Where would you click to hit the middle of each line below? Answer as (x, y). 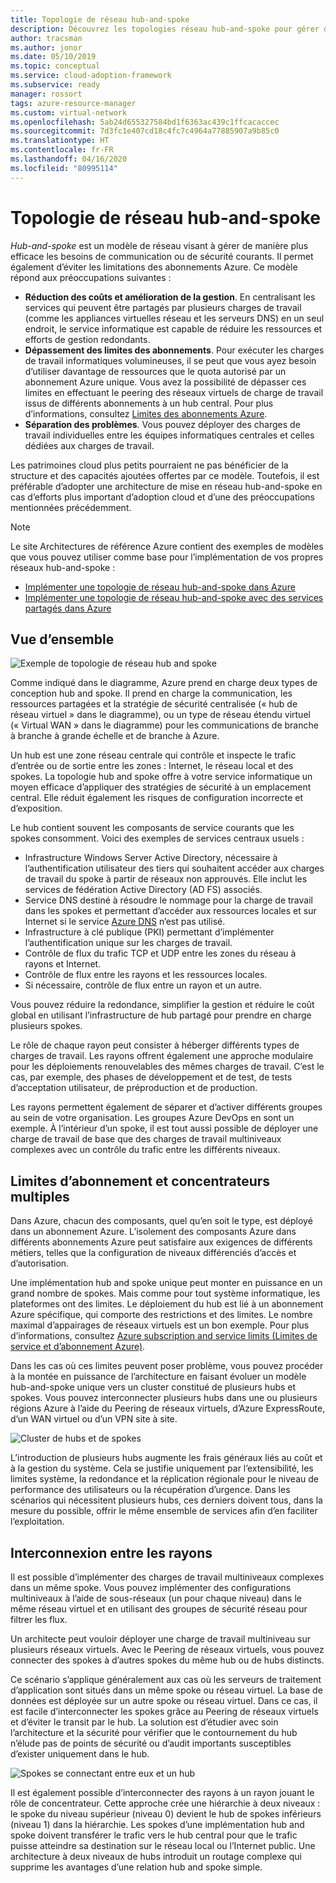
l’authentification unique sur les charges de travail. (128, 943)
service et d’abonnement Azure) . (78, 1347)
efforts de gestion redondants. (87, 339)
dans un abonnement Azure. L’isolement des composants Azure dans (153, 1232)
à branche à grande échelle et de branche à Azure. (115, 736)
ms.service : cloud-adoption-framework (91, 76)
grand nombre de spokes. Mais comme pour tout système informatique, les (165, 1293)
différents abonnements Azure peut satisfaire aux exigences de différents (161, 1242)
